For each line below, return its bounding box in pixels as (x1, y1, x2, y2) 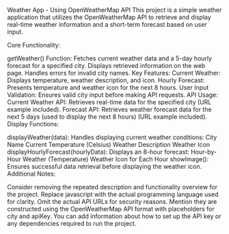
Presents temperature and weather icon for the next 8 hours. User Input (7, 84, 209, 91)
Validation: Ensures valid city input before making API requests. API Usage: (7, 91, 219, 99)
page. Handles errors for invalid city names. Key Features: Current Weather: (7, 69, 221, 77)
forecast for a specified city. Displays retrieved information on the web (7, 62, 206, 69)
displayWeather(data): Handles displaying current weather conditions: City (7, 133, 217, 141)
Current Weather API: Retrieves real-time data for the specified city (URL (7, 98, 212, 106)
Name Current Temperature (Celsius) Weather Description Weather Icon (7, 141, 211, 148)
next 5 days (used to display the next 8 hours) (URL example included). (7, 113, 207, 121)
